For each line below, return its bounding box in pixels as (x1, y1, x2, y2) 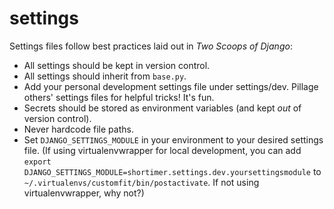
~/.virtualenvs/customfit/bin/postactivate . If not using (23, 176, 260, 188)
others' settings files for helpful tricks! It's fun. (23, 91, 215, 103)
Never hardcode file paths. (23, 123, 134, 135)
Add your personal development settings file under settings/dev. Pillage (23, 80, 319, 92)
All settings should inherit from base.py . (23, 70, 187, 82)
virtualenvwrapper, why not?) (23, 187, 145, 199)
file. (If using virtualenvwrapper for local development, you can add (23, 144, 302, 156)
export (23, 157, 52, 167)
